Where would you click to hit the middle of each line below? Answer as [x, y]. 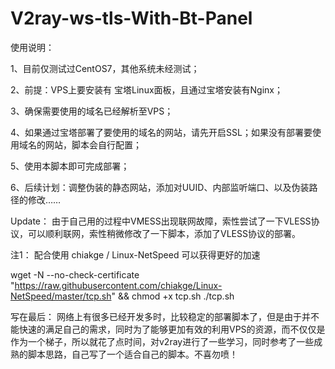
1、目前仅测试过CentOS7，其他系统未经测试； [105, 68]
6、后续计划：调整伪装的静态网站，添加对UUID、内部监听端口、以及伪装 [160, 187]
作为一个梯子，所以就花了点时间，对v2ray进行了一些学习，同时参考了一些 [162, 341]
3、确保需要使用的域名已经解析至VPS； [92, 111]
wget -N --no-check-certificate [75, 274]
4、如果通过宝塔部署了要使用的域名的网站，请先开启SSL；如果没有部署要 [161, 132]
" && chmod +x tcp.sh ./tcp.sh [173, 296]
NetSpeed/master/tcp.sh [61, 296]
